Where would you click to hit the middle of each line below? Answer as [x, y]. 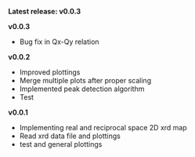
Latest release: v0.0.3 [45, 11]
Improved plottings [50, 72]
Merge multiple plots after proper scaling [85, 80]
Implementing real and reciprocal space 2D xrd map [103, 128]
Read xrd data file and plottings [70, 136]
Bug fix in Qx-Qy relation [59, 42]
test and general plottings [61, 144]
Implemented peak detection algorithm [82, 89]
